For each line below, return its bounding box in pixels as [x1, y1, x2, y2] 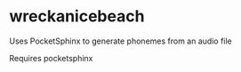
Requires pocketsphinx [9, 52, 93, 63]
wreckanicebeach [9, 6, 145, 27]
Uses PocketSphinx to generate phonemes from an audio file [9, 36, 233, 46]
